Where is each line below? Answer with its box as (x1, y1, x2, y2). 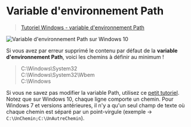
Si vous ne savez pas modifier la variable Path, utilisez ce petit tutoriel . (6, 89, 180, 96)
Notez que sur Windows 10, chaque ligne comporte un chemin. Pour (6, 95, 174, 103)
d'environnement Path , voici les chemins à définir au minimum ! (6, 53, 164, 60)
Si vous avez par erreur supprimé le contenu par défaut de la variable (6, 47, 178, 54)
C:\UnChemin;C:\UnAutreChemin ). (6, 114, 85, 122)
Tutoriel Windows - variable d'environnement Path (20, 24, 144, 31)
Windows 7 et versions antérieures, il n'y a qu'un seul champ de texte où (6, 101, 185, 109)
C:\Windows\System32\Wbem (20, 71, 95, 78)
